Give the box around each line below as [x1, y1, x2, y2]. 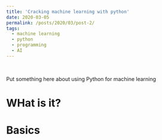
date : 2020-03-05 [6, 14, 50, 20]
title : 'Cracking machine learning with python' [6, 8, 130, 15]
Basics [6, 123, 41, 137]
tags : [6, 25, 20, 32]
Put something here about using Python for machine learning [6, 75, 157, 82]
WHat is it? [6, 96, 62, 110]
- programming [11, 42, 47, 48]
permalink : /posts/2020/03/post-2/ [6, 20, 95, 26]
